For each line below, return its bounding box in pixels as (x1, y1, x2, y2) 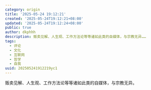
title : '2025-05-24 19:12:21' (5, 12, 67, 17)
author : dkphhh (5, 30, 36, 35)
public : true (5, 25, 32, 30)
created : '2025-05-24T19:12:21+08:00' (5, 16, 84, 21)
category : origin (5, 7, 40, 12)
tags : (5, 39, 16, 44)
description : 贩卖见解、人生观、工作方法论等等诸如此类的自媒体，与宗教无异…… (5, 35, 147, 39)
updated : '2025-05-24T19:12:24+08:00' (5, 20, 84, 26)
